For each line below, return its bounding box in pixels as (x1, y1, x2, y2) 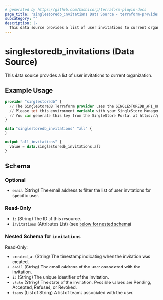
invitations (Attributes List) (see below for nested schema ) (12, 221, 132, 227)
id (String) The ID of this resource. (12, 216, 81, 221)
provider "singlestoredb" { (5, 99, 62, 104)
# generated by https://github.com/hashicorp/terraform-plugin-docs (5, 7, 147, 12)
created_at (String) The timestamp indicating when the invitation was (12, 253, 151, 259)
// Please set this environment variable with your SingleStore (9, 108, 142, 113)
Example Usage (5, 86, 53, 95)
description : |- (5, 20, 38, 26)
